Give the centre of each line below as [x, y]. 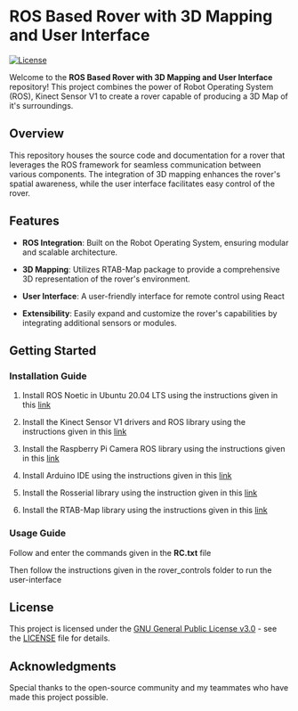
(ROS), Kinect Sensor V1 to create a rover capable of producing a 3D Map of [149, 96]
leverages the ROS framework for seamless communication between [135, 164]
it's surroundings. [41, 105]
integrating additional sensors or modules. [100, 323]
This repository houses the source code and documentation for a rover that [147, 155]
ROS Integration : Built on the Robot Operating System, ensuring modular [155, 242]
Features [34, 221]
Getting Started [53, 351]
